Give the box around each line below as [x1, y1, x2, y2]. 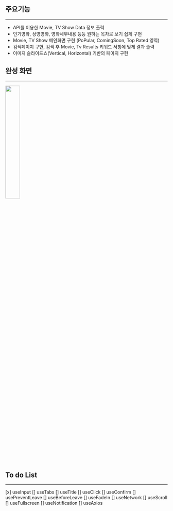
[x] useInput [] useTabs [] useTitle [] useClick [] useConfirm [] [5, 489, 136, 495]
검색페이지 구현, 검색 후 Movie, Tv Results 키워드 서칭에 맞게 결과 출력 [12, 43, 154, 50]
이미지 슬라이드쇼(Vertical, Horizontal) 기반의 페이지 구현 [12, 50, 129, 56]
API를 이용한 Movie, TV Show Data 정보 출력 [12, 24, 105, 30]
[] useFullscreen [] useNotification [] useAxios [5, 500, 103, 506]
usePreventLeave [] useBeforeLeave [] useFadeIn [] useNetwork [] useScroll [5, 495, 167, 501]
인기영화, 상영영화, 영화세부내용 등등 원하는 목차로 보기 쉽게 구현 [12, 30, 143, 37]
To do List [5, 471, 38, 480]
